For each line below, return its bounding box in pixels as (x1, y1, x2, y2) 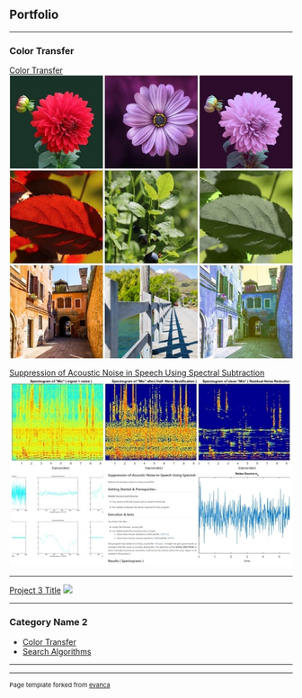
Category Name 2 (9, 616, 88, 629)
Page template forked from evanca (9, 680, 111, 689)
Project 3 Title (9, 585, 61, 596)
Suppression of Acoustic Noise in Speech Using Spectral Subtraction (9, 368, 265, 379)
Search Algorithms (22, 646, 92, 657)
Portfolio (9, 7, 59, 22)
